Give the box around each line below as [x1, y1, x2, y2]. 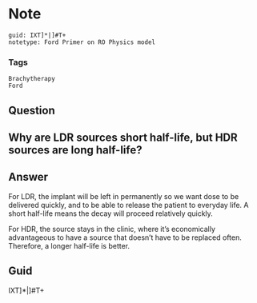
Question [8, 103, 55, 117]
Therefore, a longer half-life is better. [8, 241, 131, 250]
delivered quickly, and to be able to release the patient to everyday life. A [8, 200, 249, 209]
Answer [8, 170, 49, 184]
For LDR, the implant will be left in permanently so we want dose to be [8, 191, 239, 201]
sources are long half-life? [8, 143, 143, 157]
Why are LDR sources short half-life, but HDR [8, 131, 238, 145]
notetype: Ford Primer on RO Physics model [8, 38, 156, 46]
